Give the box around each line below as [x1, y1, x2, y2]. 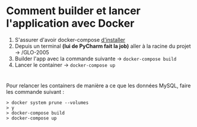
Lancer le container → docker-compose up [14, 61, 116, 69]
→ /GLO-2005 [14, 48, 49, 56]
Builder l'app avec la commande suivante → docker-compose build [14, 55, 177, 62]
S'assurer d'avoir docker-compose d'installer [14, 36, 126, 43]
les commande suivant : [6, 89, 65, 96]
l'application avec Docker [6, 17, 135, 30]
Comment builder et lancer [6, 4, 141, 18]
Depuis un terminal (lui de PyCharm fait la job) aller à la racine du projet [14, 43, 191, 50]
